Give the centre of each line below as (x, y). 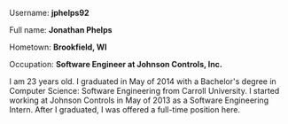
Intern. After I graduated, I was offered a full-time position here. (125, 109)
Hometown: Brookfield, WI (58, 47)
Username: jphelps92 (50, 13)
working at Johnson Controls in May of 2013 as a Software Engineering (139, 100)
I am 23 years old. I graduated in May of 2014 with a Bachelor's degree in (143, 81)
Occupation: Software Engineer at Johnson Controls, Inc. (116, 64)
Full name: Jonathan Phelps (61, 30)
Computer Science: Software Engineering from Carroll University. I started (144, 91)
